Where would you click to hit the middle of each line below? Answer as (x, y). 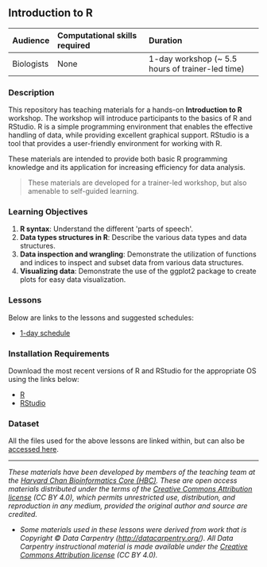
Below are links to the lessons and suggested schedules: (101, 318)
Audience (31, 40)
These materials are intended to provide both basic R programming (118, 159)
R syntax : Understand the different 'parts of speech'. (106, 229)
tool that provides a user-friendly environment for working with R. (115, 144)
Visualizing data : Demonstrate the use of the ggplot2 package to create (138, 271)
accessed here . (34, 449)
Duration (165, 40)
